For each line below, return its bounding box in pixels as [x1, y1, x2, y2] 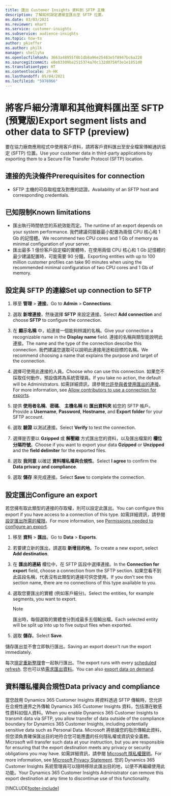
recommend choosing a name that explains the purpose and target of [12, 352, 159, 358]
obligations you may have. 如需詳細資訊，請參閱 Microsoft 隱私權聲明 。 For [5, 750, 162, 756]
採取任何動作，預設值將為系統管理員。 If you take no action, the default [12, 375, 161, 381]
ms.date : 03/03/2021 [5, 17, 49, 22]
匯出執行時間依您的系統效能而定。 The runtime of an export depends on [12, 222, 163, 228]
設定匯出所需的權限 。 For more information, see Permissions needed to [5, 518, 154, 524]
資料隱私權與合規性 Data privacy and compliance [5, 682, 160, 691]
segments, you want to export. [12, 596, 77, 602]
